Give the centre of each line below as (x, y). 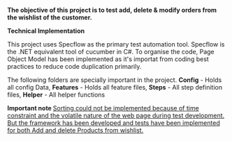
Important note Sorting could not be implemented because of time (103, 108)
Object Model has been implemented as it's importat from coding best (108, 59)
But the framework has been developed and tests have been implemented (114, 123)
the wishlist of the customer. (50, 17)
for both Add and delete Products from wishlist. (75, 130)
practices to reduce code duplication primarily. (74, 66)
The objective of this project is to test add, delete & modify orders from (112, 10)
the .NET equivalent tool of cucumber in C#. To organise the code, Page (111, 52)
